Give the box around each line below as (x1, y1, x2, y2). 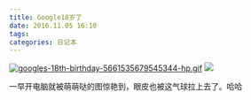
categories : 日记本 (9, 37, 77, 47)
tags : (9, 29, 29, 38)
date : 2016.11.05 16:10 (9, 21, 98, 30)
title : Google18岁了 (9, 12, 82, 22)
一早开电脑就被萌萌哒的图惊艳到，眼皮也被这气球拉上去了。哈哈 (9, 81, 242, 92)
